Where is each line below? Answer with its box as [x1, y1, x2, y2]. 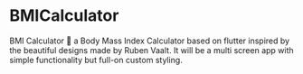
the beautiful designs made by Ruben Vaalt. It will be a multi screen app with [9, 44, 294, 55]
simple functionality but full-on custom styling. [9, 54, 183, 65]
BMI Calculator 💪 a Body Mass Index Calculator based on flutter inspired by [9, 35, 290, 46]
